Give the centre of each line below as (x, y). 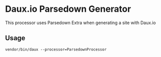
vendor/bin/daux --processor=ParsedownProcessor (56, 49)
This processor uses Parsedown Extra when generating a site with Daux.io (80, 23)
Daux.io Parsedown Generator (68, 9)
